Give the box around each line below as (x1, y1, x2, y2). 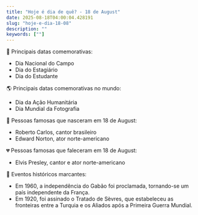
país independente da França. (15, 189, 90, 196)
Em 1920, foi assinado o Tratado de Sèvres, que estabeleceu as (15, 195, 174, 203)
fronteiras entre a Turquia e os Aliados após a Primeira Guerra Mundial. (15, 202, 193, 209)
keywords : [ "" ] (6, 31, 45, 38)
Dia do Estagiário (15, 66, 58, 73)
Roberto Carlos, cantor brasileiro (15, 128, 97, 136)
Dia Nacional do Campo (15, 60, 74, 67)
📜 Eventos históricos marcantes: (6, 171, 87, 178)
